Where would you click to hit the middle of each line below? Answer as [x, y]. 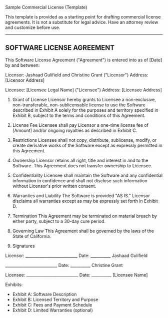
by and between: [22, 65]
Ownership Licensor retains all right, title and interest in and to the [80, 160]
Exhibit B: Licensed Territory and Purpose [55, 300]
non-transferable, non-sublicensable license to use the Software [79, 105]
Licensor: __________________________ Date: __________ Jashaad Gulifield [76, 255]
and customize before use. [33, 27]
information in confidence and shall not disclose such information [80, 180]
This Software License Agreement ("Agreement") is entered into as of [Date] [84, 60]
